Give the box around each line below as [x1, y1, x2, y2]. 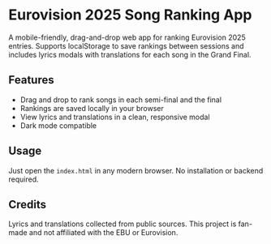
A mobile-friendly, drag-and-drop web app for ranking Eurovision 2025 [8, 32, 246, 42]
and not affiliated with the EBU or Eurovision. [28, 228, 179, 238]
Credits [8, 197, 47, 212]
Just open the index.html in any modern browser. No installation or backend [8, 165, 264, 175]
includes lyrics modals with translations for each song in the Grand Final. [8, 49, 252, 59]
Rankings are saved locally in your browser [19, 103, 164, 113]
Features [8, 73, 54, 87]
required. [8, 174, 39, 184]
